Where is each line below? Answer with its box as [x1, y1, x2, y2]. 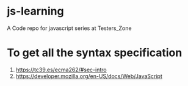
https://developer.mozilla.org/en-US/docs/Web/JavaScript [15, 72, 162, 80]
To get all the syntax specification [7, 46, 183, 60]
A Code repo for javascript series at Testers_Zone [7, 24, 132, 32]
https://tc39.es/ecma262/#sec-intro [15, 66, 107, 73]
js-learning [7, 4, 64, 18]
